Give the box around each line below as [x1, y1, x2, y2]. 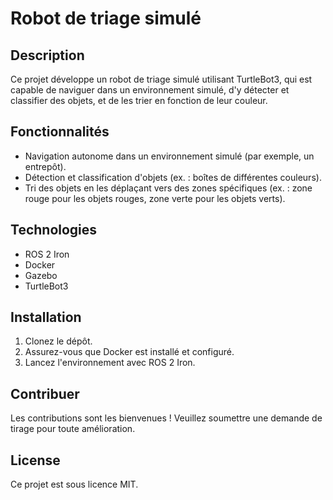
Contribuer [10, 385, 80, 402]
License [10, 452, 61, 469]
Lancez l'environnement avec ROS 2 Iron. [24, 357, 196, 369]
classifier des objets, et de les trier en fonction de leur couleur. [10, 95, 268, 106]
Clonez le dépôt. [24, 335, 93, 347]
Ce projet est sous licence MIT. [10, 478, 139, 491]
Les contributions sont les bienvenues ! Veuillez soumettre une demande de [10, 412, 323, 424]
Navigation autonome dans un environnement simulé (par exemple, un [24, 150, 315, 162]
